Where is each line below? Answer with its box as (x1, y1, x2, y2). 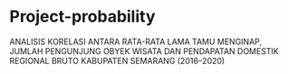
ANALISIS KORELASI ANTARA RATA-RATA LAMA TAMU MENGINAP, (9, 36, 263, 47)
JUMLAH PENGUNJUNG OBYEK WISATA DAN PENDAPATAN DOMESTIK (9, 45, 279, 56)
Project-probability (9, 6, 156, 27)
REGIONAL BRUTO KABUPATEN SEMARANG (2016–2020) (9, 55, 226, 66)
